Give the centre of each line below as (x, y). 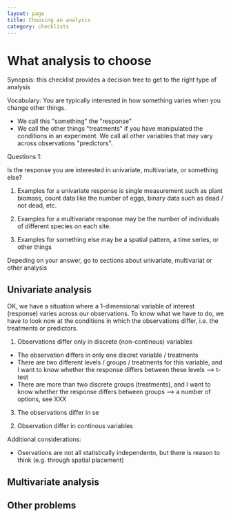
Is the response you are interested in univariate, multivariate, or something (113, 170)
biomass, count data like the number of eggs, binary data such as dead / (120, 198)
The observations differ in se (58, 413)
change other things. (37, 108)
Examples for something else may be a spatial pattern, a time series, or (118, 240)
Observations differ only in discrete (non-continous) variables (105, 342)
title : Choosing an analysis (49, 20)
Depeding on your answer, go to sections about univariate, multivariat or (110, 261)
